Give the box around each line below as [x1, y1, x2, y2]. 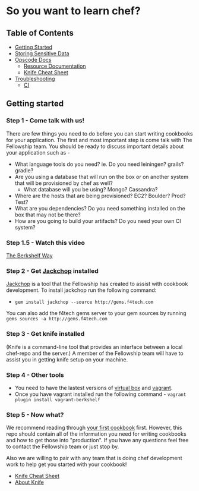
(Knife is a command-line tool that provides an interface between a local [6, 343, 183, 350]
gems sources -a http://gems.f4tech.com [6, 316, 108, 322]
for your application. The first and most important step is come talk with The [6, 136, 192, 143]
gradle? [14, 166, 34, 174]
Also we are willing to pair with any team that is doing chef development [6, 455, 182, 462]
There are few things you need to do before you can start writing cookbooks [6, 130, 193, 137]
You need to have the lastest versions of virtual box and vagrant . [14, 384, 173, 391]
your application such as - [6, 149, 70, 156]
